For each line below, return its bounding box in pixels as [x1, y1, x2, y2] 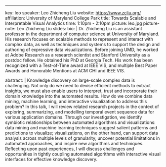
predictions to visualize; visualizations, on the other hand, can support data [5, 130, 158, 136]
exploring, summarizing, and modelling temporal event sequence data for [5, 109, 155, 114]
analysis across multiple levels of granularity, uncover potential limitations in [5, 135, 160, 141]
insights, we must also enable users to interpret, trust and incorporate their [5, 88, 158, 94]
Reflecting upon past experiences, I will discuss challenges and [5, 146, 134, 152]
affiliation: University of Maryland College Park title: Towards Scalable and [5, 15, 156, 21]
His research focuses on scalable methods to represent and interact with [5, 36, 153, 42]
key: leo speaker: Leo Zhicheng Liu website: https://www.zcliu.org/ [5, 10, 141, 15]
